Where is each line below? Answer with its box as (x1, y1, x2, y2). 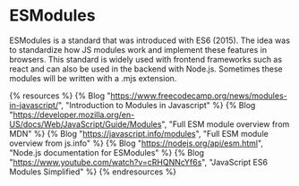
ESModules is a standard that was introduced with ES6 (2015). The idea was (9, 35, 291, 46)
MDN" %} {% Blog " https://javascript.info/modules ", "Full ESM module (9, 128, 269, 139)
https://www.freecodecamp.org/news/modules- (110, 90, 288, 101)
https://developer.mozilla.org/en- (13, 109, 135, 120)
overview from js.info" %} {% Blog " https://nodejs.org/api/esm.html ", (9, 138, 264, 148)
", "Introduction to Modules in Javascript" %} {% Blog (57, 99, 256, 110)
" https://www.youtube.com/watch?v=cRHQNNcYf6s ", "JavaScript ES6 (9, 156, 269, 167)
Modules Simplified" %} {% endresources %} (9, 166, 177, 177)
